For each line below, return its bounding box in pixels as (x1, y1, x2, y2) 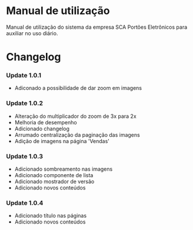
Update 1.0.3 (6, 152, 43, 160)
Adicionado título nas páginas (14, 212, 87, 219)
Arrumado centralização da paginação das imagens (14, 131, 140, 138)
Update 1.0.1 (6, 72, 42, 80)
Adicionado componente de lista (14, 172, 94, 179)
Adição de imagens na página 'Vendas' (14, 137, 110, 144)
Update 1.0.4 (6, 198, 44, 207)
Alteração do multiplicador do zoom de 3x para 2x (14, 113, 137, 120)
